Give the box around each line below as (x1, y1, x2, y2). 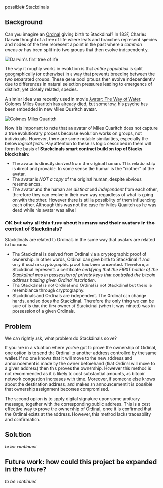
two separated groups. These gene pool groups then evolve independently (5, 76, 155, 82)
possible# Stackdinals (5, 4, 49, 10)
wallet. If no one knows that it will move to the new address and (5, 355, 132, 361)
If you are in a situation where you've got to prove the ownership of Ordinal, (5, 345, 157, 350)
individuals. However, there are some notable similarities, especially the (5, 135, 148, 141)
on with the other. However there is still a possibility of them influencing (12, 197, 156, 203)
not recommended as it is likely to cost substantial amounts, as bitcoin (5, 370, 146, 376)
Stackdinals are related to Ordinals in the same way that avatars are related (5, 237, 155, 243)
